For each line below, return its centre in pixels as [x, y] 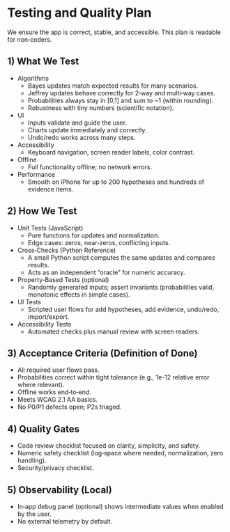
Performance [36, 174]
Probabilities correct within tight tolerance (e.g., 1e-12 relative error [113, 377]
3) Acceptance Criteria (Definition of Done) [102, 353]
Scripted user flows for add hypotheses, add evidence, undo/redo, [123, 309]
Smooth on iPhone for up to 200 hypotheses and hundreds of [116, 182]
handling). [32, 460]
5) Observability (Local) [60, 490]
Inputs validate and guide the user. [77, 123]
